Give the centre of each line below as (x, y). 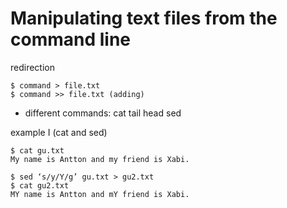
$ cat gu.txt (37, 150)
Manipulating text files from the (144, 18)
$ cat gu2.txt (40, 185)
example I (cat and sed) (59, 132)
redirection (32, 67)
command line (71, 39)
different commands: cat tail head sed (103, 113)
